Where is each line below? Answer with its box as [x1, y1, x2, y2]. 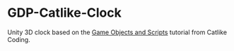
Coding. [7, 35, 30, 43]
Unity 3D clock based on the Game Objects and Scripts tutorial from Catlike [7, 28, 228, 36]
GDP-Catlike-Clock [7, 5, 122, 21]
